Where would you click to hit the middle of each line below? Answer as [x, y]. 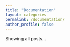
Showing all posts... [26, 39]
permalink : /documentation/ [35, 19]
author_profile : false [29, 24]
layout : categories [26, 15]
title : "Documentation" [31, 10]
